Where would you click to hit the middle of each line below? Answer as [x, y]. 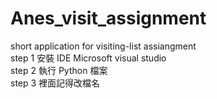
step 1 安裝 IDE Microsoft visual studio [88, 58]
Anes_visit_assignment [108, 18]
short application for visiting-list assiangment [103, 46]
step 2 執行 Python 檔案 [59, 70]
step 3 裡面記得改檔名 [55, 83]
